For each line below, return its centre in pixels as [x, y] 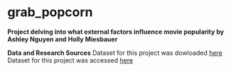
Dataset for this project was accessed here [70, 60]
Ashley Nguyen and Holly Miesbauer [63, 39]
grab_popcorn [50, 12]
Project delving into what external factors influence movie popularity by [116, 32]
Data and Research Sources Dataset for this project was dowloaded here [115, 53]
